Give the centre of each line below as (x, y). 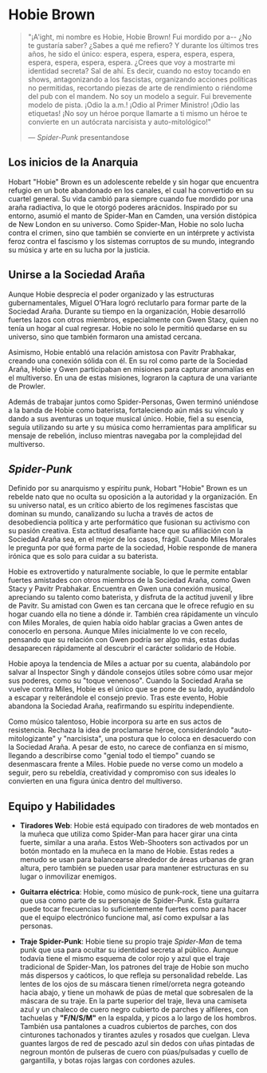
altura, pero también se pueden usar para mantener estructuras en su (134, 868)
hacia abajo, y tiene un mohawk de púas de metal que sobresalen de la (136, 992)
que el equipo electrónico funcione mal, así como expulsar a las (124, 918)
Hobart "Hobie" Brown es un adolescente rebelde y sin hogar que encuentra (133, 181)
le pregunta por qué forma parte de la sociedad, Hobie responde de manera (133, 548)
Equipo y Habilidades (62, 806)
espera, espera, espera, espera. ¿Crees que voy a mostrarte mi (132, 62)
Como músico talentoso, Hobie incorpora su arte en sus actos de (115, 722)
